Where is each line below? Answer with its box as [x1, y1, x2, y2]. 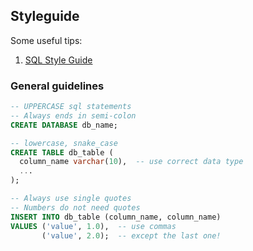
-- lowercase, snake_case [10, 138, 118, 148]
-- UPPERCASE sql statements [10, 102, 132, 112]
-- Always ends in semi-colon [10, 110, 137, 121]
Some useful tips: [10, 34, 83, 46]
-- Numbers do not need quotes [10, 202, 141, 213]
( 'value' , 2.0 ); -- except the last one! [41, 230, 222, 241]
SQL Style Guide [24, 54, 93, 66]
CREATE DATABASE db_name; [10, 120, 118, 130]
